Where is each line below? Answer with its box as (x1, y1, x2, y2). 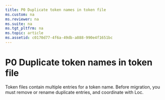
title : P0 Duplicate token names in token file (5, 7, 106, 12)
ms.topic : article (5, 30, 43, 35)
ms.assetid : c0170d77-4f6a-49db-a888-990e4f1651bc (5, 35, 113, 40)
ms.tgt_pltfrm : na (5, 26, 43, 31)
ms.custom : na (5, 12, 35, 17)
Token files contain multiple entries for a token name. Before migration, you (5, 83, 160, 90)
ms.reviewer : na (5, 16, 39, 21)
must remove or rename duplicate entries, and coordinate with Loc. (5, 89, 144, 95)
